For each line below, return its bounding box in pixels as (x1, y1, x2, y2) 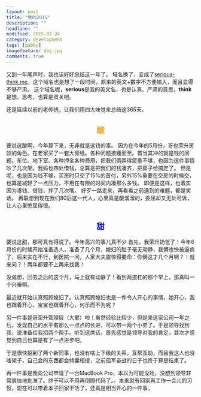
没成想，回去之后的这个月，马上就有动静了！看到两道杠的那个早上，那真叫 (6, 273, 190, 281)
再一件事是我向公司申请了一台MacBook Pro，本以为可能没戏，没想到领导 (6, 369, 187, 377)
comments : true (6, 53, 44, 59)
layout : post (6, 8, 39, 15)
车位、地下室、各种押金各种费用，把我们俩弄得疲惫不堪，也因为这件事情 (16, 157, 195, 164)
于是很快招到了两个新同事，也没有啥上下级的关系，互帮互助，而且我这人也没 (6, 349, 195, 357)
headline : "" (6, 25, 39, 32)
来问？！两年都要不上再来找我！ (6, 261, 85, 268)
